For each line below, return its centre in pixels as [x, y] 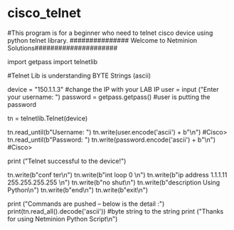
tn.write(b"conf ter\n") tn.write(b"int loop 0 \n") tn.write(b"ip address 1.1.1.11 [117, 174]
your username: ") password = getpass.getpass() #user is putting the [109, 97]
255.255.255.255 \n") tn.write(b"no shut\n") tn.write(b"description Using [114, 182]
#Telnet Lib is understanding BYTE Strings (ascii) [79, 75]
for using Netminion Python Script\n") [63, 219]
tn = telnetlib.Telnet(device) [48, 118]
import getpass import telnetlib [53, 61]
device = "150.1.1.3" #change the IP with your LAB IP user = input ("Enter [113, 89]
